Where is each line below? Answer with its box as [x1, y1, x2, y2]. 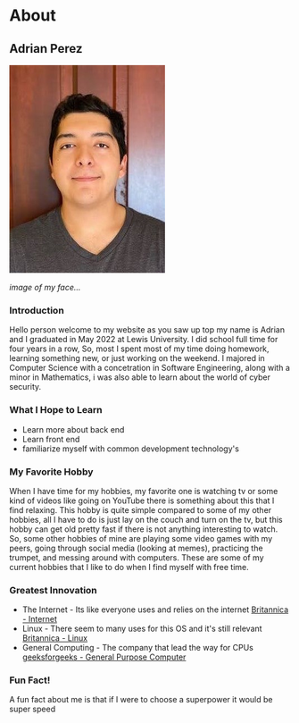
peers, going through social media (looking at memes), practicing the [9, 542, 263, 553]
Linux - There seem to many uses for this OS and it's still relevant [21, 623, 262, 635]
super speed [9, 703, 56, 715]
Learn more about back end [21, 424, 125, 434]
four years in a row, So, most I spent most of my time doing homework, [9, 343, 270, 354]
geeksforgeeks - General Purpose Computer [21, 652, 187, 662]
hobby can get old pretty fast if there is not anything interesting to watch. [9, 524, 278, 534]
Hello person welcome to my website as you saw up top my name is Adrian [9, 324, 286, 335]
